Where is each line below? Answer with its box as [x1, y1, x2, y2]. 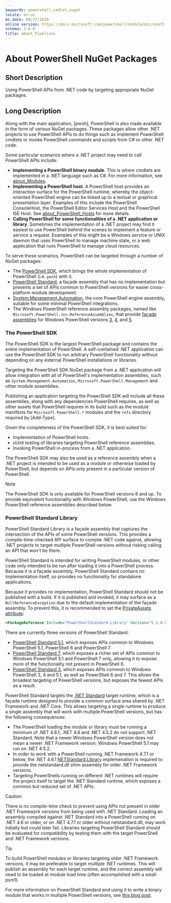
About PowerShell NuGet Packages [5, 53, 157, 65]
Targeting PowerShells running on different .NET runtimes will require [12, 773, 158, 779]
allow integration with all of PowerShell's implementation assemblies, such [5, 372, 161, 378]
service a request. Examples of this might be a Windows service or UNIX [12, 232, 165, 238]
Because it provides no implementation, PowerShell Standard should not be [5, 589, 163, 595]
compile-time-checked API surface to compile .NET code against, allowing [5, 537, 162, 543]
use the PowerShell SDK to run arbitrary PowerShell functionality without [5, 352, 158, 358]
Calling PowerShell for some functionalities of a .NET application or [12, 216, 158, 222]
